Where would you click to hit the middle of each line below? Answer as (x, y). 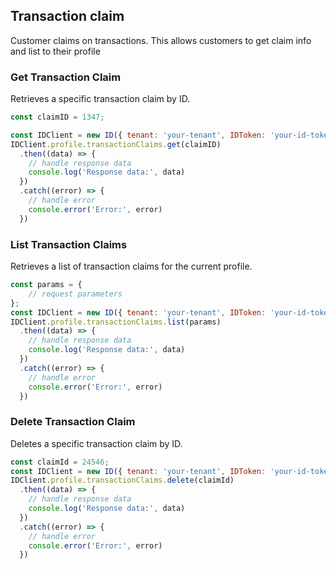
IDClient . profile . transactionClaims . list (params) (116, 322)
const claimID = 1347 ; (57, 117)
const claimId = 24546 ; (60, 462)
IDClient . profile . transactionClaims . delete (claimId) (122, 480)
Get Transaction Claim (66, 77)
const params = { (46, 285)
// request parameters (75, 294)
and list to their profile (55, 51)
